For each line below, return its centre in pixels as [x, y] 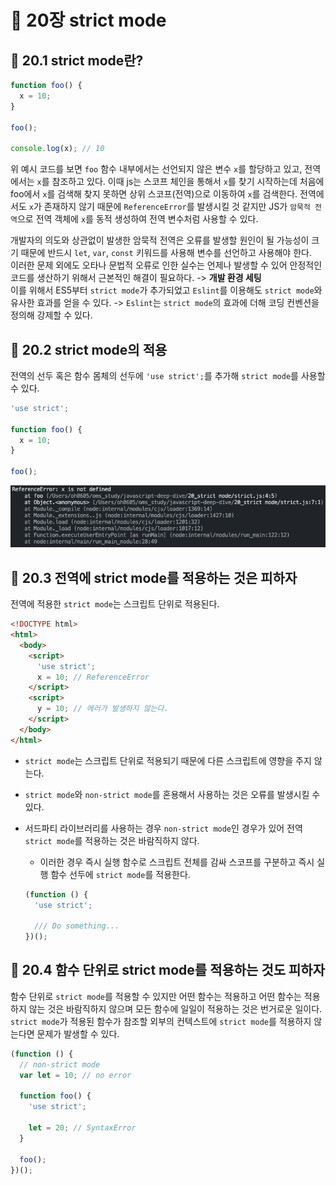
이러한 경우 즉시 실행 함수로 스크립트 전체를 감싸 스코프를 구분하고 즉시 [177, 862]
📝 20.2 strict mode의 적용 [89, 349]
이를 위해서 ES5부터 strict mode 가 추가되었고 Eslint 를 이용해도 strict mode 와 [166, 290]
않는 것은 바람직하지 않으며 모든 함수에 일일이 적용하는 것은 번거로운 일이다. [175, 1008]
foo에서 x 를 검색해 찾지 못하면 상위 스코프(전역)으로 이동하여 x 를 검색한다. [154, 194]
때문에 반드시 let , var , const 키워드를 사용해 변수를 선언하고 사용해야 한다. [166, 253]
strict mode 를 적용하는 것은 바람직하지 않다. [112, 840]
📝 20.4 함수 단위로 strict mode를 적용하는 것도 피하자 [167, 970]
